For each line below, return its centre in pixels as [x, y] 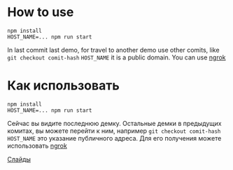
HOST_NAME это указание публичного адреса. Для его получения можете [114, 138]
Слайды [19, 159]
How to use [41, 12]
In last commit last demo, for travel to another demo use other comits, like [113, 50]
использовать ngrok [37, 146]
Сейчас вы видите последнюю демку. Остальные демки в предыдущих [114, 123]
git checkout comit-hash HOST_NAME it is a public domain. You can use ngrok [116, 57]
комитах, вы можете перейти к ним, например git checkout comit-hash [114, 131]
